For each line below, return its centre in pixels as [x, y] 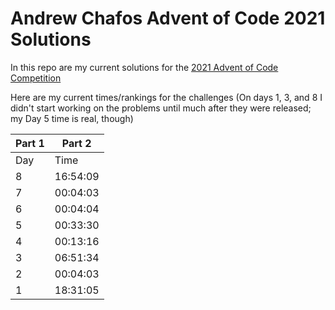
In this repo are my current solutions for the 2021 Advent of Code [144, 67]
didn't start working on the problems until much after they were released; [161, 108]
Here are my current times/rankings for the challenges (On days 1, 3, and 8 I [166, 97]
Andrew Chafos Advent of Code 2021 [168, 18]
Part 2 [76, 143]
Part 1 [30, 143]
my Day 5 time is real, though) [72, 118]
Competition [36, 78]
